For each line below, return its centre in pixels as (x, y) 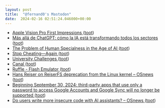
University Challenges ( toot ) (41, 59)
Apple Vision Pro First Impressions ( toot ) (53, 33)
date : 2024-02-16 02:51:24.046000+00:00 (48, 19)
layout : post (18, 10)
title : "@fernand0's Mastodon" (38, 14)
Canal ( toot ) (24, 64)
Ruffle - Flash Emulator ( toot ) (41, 69)
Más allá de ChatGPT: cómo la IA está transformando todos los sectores (85, 38)
